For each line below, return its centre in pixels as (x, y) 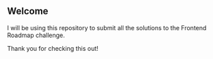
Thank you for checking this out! (53, 48)
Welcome (28, 11)
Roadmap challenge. (36, 35)
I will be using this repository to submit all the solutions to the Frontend (107, 27)
